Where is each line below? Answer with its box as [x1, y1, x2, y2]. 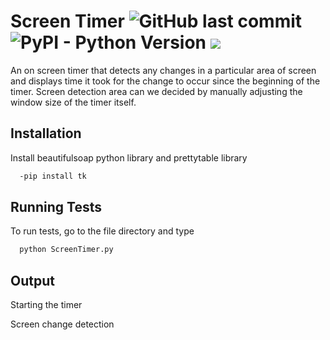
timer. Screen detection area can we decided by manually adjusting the [10, 85, 303, 97]
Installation [10, 125, 82, 142]
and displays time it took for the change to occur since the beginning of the [10, 75, 321, 87]
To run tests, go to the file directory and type [10, 225, 195, 237]
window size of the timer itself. [10, 96, 137, 108]
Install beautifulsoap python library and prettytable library [10, 151, 248, 164]
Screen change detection [10, 318, 115, 330]
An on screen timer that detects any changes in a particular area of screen [10, 64, 317, 76]
